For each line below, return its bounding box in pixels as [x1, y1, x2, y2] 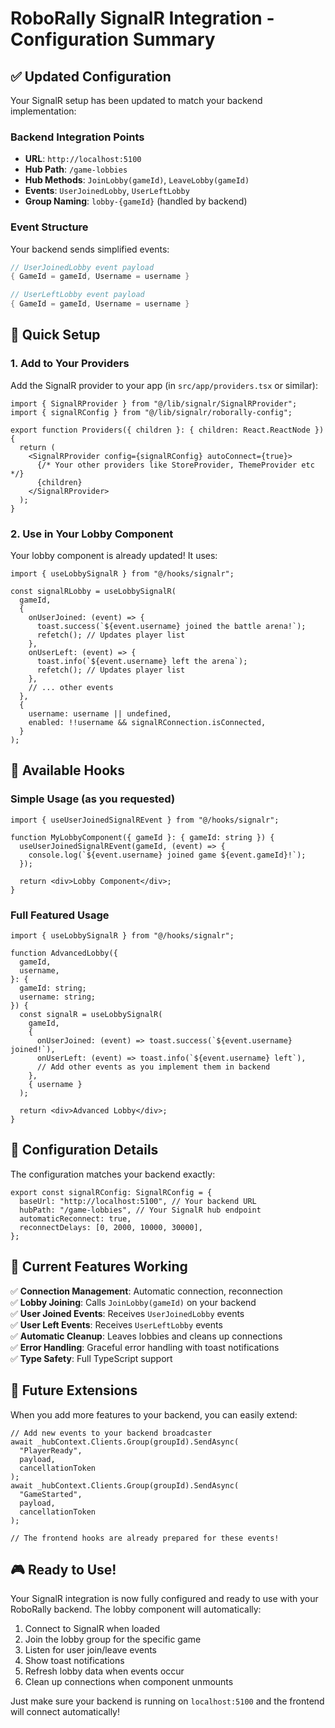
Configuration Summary [10, 28, 216, 51]
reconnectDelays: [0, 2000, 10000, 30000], [19, 1222, 203, 1232]
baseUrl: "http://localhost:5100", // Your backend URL [19, 1196, 257, 1206]
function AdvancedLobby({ [10, 948, 118, 959]
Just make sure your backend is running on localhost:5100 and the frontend [10, 1695, 325, 1707]
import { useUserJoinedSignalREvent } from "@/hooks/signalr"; [10, 815, 280, 825]
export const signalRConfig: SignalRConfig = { [10, 1187, 213, 1197]
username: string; [19, 992, 97, 1002]
